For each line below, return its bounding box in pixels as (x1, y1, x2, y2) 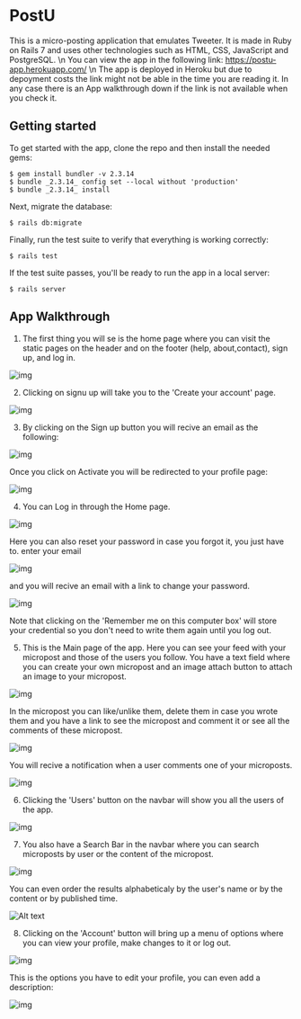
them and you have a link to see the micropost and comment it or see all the (9, 715, 290, 726)
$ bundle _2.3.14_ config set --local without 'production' (9, 177, 240, 186)
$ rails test (9, 251, 58, 261)
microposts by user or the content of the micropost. (22, 848, 214, 859)
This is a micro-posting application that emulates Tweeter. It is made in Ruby (9, 35, 292, 46)
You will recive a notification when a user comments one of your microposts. (9, 759, 293, 770)
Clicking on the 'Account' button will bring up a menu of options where (22, 927, 284, 938)
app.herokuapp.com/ (9, 64, 87, 75)
